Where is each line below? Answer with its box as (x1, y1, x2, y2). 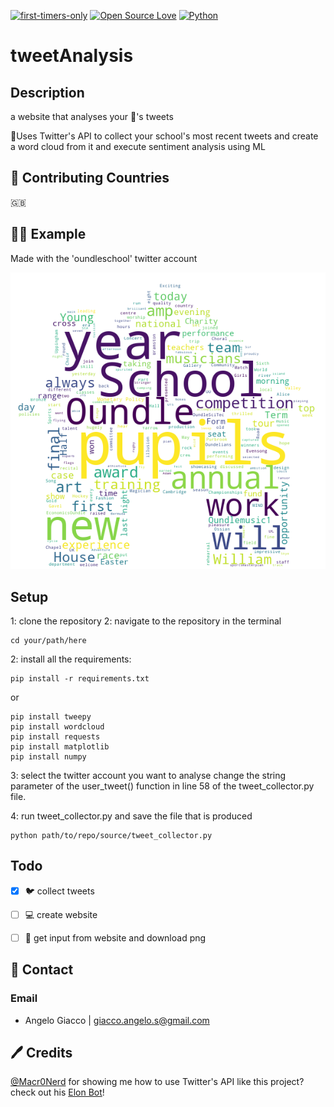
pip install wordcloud (10, 722, 105, 732)
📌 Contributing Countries (10, 170, 170, 187)
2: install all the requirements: (10, 653, 132, 665)
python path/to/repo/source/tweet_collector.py (10, 831, 213, 841)
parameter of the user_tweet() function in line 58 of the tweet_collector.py (10, 780, 315, 792)
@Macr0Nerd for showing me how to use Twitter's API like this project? (10, 1076, 305, 1088)
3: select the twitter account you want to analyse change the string (10, 770, 287, 782)
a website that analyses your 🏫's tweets (10, 111, 174, 122)
